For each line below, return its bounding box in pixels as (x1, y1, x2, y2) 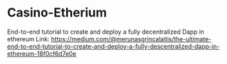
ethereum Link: (7, 34, 50, 43)
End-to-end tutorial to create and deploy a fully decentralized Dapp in (7, 28, 204, 36)
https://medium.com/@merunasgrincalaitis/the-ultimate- (51, 34, 212, 43)
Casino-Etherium (7, 5, 107, 21)
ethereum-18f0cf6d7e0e (7, 50, 77, 58)
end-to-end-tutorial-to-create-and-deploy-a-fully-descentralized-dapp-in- (7, 42, 220, 50)
